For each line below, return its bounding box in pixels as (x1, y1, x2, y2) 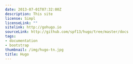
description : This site (5, 12, 53, 16)
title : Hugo (5, 51, 29, 57)
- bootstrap (5, 43, 29, 48)
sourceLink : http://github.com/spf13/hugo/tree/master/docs (5, 29, 129, 34)
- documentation (5, 38, 38, 43)
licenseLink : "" (5, 20, 38, 26)
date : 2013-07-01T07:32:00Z (5, 7, 62, 12)
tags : (5, 34, 16, 39)
